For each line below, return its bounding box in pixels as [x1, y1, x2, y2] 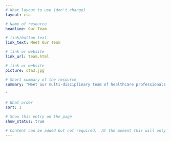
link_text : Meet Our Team [5, 40, 60, 45]
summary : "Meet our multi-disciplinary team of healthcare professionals [5, 82, 166, 87]
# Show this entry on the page [5, 114, 72, 119]
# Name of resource [5, 21, 47, 26]
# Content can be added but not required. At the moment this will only [5, 128, 166, 133]
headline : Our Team [5, 26, 47, 31]
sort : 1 [5, 105, 22, 110]
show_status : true [5, 119, 45, 124]
